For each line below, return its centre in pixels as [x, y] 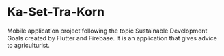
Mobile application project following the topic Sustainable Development [107, 31]
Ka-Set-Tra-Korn [56, 12]
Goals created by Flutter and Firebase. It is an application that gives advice [112, 38]
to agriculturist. [28, 45]
